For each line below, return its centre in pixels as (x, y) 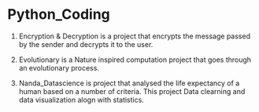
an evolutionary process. (59, 67)
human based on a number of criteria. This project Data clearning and (132, 91)
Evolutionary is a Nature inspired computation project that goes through (135, 60)
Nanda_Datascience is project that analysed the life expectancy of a (129, 83)
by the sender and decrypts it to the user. (86, 44)
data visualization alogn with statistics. (81, 99)
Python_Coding (59, 14)
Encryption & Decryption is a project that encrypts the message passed (135, 36)
